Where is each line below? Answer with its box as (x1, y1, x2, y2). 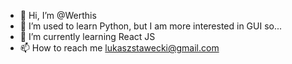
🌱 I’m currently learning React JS (19, 31, 156, 42)
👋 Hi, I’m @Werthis (19, 10, 97, 21)
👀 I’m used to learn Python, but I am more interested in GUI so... (19, 20, 283, 32)
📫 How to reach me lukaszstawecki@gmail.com (19, 42, 220, 54)
